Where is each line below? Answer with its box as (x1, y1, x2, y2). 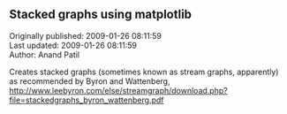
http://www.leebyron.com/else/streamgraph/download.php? (9, 85, 228, 95)
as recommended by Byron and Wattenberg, (9, 75, 170, 87)
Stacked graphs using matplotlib (9, 7, 193, 22)
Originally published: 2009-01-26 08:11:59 (9, 30, 162, 41)
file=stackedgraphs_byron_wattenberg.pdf (9, 95, 164, 105)
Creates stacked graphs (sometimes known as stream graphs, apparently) (9, 66, 279, 77)
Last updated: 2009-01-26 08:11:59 (9, 40, 138, 50)
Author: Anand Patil (9, 49, 80, 60)
